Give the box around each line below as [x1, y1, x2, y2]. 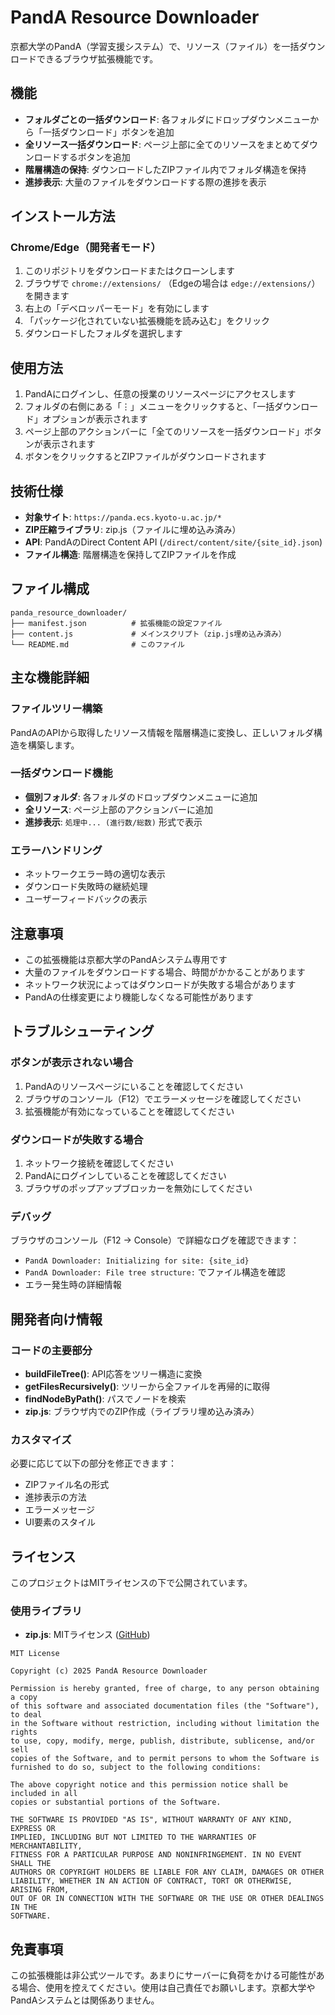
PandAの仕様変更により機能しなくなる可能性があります [24, 991, 254, 1003]
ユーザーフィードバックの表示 [24, 893, 148, 905]
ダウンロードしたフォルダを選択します [24, 327, 183, 340]
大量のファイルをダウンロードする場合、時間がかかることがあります [24, 966, 306, 978]
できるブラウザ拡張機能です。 [36, 52, 159, 65]
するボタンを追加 [59, 151, 131, 163]
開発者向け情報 [10, 1311, 103, 1328]
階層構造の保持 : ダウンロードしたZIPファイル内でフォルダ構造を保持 [24, 163, 307, 175]
